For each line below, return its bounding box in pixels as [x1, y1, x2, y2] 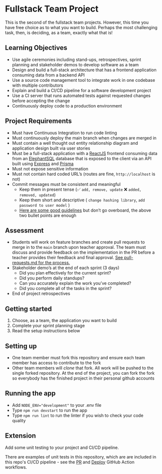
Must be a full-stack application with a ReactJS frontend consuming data [12, 150, 158, 156]
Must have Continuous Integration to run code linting [12, 130, 118, 136]
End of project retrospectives [12, 291, 71, 296]
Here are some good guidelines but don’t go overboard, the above [19, 207, 151, 213]
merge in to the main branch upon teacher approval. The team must [12, 245, 146, 250]
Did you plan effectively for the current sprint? [19, 270, 111, 276]
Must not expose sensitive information [12, 166, 88, 171]
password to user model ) [19, 202, 70, 208]
